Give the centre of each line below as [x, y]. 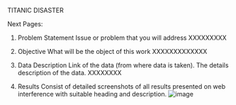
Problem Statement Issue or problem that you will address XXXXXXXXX [122, 38]
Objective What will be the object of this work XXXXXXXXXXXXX [112, 51]
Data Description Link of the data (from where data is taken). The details [123, 65]
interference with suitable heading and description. [92, 94]
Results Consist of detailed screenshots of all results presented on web [122, 87]
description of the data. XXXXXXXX [69, 73]
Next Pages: [25, 24]
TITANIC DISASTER [35, 10]
